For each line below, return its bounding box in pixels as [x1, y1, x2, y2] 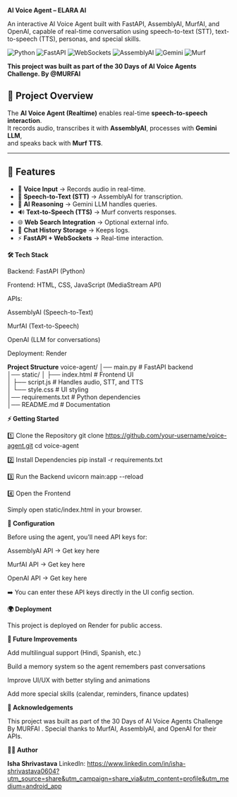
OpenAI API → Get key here [7, 574, 87, 582]
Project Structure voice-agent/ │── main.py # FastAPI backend [7, 362, 193, 371]
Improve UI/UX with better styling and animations [7, 675, 150, 684]
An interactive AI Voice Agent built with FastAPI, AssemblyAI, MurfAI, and [7, 20, 220, 28]
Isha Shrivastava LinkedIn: [7, 759, 86, 767]
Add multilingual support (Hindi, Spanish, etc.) [7, 648, 141, 656]
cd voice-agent [35, 441, 79, 449]
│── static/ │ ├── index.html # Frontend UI [7, 370, 134, 379]
